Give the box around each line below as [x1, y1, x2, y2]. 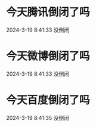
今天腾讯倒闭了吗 [6, 5, 91, 19]
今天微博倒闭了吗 [6, 49, 91, 63]
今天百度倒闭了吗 [6, 94, 91, 107]
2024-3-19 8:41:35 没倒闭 [6, 114, 70, 121]
